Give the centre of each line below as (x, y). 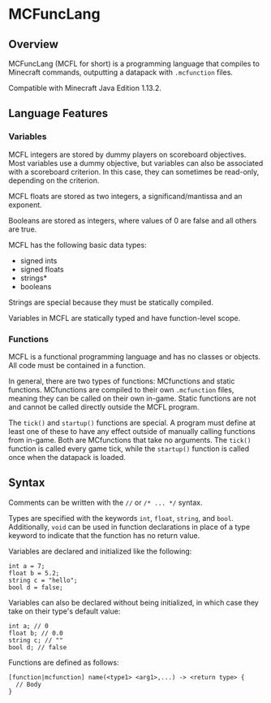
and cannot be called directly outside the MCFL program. (104, 406)
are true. (23, 229)
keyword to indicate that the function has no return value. (104, 535)
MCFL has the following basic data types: (78, 245)
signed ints (39, 260)
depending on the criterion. (54, 180)
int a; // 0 (28, 626)
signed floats (42, 269)
